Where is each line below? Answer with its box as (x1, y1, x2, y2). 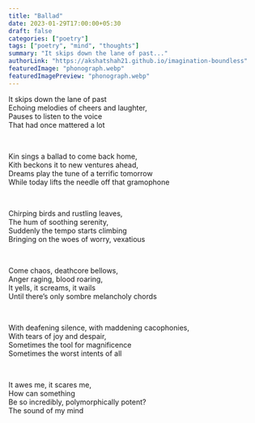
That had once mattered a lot (8, 120, 105, 129)
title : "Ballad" (8, 11, 63, 20)
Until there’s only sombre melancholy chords (8, 291, 158, 301)
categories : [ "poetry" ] (8, 34, 89, 43)
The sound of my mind (8, 405, 84, 415)
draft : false (8, 27, 53, 35)
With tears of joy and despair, (8, 331, 107, 341)
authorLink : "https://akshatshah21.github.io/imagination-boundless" (8, 57, 249, 66)
